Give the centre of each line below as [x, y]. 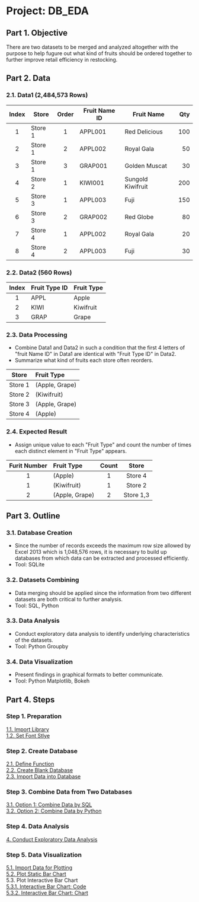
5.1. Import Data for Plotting [39, 868]
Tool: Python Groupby [41, 646]
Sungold [136, 179]
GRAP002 [94, 216]
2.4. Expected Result [37, 432]
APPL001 [93, 132]
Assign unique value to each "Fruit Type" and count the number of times [103, 444]
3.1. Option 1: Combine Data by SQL [49, 805]
